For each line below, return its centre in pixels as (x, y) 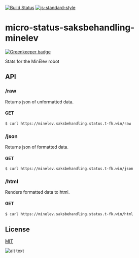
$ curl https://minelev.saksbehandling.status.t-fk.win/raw (68, 124)
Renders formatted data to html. (37, 192)
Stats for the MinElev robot (32, 61)
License (17, 229)
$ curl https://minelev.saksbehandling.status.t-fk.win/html (69, 214)
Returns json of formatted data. (37, 147)
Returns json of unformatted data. (39, 102)
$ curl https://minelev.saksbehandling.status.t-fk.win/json (69, 169)
